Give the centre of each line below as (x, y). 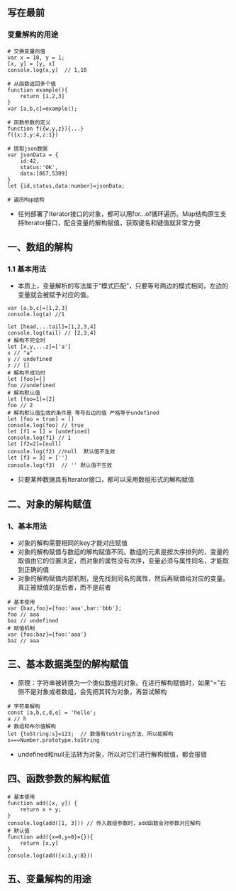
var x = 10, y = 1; (36, 58)
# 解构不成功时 (27, 373)
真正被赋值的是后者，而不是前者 (64, 588)
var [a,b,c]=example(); (43, 109)
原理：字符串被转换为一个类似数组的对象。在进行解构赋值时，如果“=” (119, 682)
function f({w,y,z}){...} (45, 129)
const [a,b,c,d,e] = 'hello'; (52, 713)
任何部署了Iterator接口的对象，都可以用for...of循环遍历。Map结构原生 (119, 214)
